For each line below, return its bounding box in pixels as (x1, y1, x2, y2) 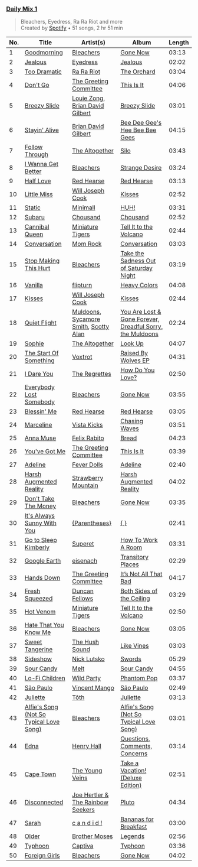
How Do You (120, 366, 155, 374)
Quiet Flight (24, 319, 57, 327)
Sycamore (72, 315, 101, 323)
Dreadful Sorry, (120, 323, 163, 331)
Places (120, 560, 140, 569)
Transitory (120, 553, 149, 561)
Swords (120, 655, 141, 663)
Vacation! (120, 767, 147, 775)
